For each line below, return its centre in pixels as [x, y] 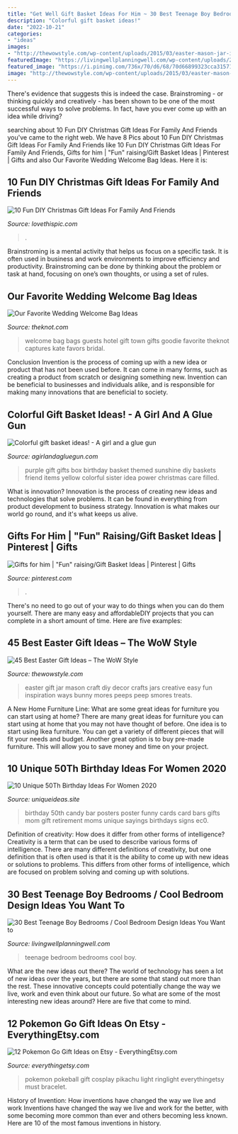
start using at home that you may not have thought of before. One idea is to [117, 724]
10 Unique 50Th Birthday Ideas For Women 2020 [117, 769]
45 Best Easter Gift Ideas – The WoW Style [102, 643]
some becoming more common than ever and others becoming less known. [118, 1116]
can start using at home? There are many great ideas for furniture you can [115, 716]
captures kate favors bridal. [65, 349]
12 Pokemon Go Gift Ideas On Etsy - [87, 1024]
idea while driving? [35, 116]
